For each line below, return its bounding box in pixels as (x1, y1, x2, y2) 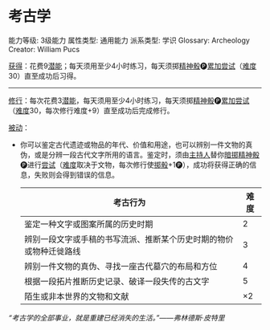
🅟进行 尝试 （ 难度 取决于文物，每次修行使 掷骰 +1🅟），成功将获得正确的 (19, 160, 250, 169)
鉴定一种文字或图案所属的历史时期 (23, 218, 153, 230)
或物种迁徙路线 (23, 246, 81, 257)
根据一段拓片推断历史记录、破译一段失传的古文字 (23, 275, 210, 287)
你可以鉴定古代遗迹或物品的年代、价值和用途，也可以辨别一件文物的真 (19, 140, 253, 149)
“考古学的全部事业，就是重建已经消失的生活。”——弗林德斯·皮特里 (8, 312, 225, 322)
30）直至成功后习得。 (8, 71, 81, 80)
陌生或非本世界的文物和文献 (23, 291, 129, 302)
